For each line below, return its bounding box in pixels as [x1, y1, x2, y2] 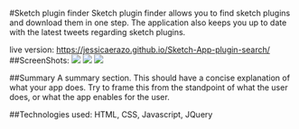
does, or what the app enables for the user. [9, 92, 170, 102]
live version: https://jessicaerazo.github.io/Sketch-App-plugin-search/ [9, 44, 271, 55]
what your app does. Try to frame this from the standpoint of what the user [9, 82, 288, 93]
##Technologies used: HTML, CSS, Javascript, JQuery [9, 109, 213, 120]
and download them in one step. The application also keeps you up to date [9, 17, 287, 28]
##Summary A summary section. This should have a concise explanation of [9, 72, 291, 83]
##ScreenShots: [9, 55, 70, 66]
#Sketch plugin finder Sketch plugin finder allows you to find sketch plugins [9, 8, 291, 18]
